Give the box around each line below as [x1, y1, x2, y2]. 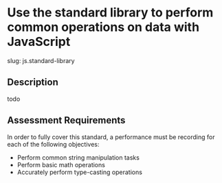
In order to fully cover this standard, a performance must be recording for [7, 132, 215, 141]
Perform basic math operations [16, 160, 105, 169]
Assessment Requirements [7, 114, 126, 126]
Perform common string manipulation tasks [16, 153, 140, 162]
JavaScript [7, 34, 71, 49]
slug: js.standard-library [7, 56, 75, 64]
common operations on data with [7, 19, 200, 35]
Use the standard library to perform [7, 5, 214, 21]
